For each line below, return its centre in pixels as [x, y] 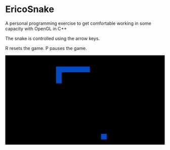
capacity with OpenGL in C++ [36, 28]
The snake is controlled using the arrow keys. [53, 38]
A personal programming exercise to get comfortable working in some [78, 23]
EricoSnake [30, 9]
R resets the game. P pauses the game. [46, 48]
